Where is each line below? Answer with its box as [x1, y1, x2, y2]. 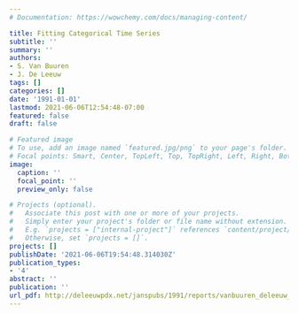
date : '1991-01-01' [9, 95, 82, 103]
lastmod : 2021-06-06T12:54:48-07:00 [9, 103, 145, 111]
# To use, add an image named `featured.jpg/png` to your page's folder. [9, 143, 288, 153]
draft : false [9, 119, 58, 128]
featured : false [9, 111, 69, 120]
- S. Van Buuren [9, 62, 69, 71]
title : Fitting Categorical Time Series [9, 28, 161, 38]
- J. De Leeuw [9, 70, 62, 80]
